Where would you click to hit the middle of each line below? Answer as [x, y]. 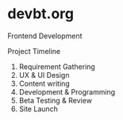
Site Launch [38, 109]
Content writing [44, 83]
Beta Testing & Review [56, 100]
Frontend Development [45, 36]
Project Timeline [34, 51]
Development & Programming [67, 91]
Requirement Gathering [57, 66]
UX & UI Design [44, 75]
